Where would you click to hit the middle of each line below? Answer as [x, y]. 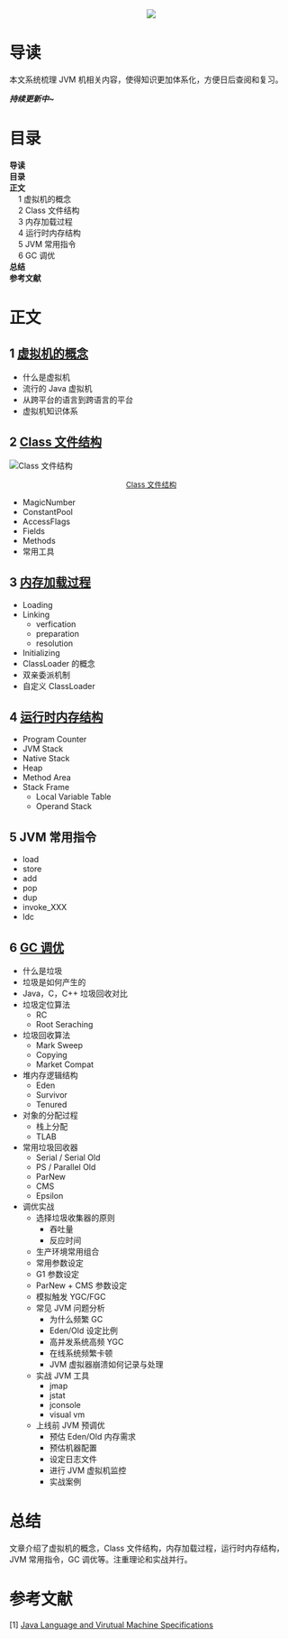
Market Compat [65, 1064]
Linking [36, 614]
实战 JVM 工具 [63, 1376]
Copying [51, 1054]
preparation [57, 633]
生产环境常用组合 [67, 1251]
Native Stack [46, 759]
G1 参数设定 [57, 1274]
